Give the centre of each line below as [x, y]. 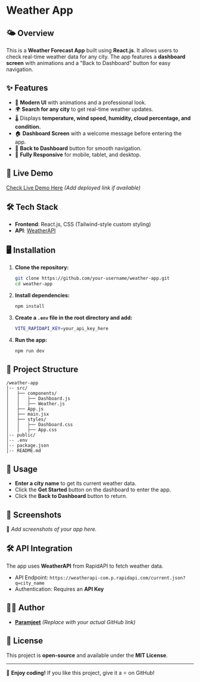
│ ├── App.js [25, 409]
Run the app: [31, 340]
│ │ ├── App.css [32, 430]
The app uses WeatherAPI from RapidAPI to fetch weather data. [85, 566]
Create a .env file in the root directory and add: [74, 317]
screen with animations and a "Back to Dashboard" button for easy [88, 63]
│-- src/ [17, 388]
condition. [28, 126]
